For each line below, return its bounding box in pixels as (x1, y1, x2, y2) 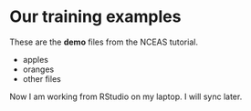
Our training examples (9, 6, 182, 27)
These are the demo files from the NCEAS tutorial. (9, 36, 199, 47)
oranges (22, 64, 55, 75)
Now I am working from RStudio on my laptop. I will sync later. (9, 91, 243, 102)
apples (22, 54, 48, 65)
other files (22, 73, 61, 84)
